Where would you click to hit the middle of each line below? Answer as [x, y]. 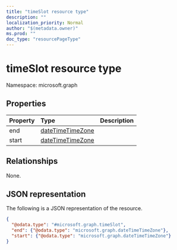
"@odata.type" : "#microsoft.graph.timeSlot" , [69, 225]
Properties [26, 104]
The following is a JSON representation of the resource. [74, 208]
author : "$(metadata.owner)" [42, 28]
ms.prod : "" [21, 34]
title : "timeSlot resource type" [48, 12]
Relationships [32, 161]
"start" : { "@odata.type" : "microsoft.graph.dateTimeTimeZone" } [91, 236]
